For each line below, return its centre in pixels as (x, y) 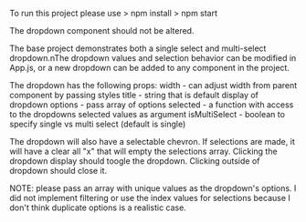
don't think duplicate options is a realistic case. (98, 207)
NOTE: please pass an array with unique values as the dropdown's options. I (153, 188)
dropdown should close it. (58, 171)
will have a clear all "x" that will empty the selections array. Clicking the (143, 151)
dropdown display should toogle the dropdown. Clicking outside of (135, 161)
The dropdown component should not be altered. (102, 30)
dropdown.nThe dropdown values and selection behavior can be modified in (153, 58)
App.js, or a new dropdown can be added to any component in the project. (150, 68)
